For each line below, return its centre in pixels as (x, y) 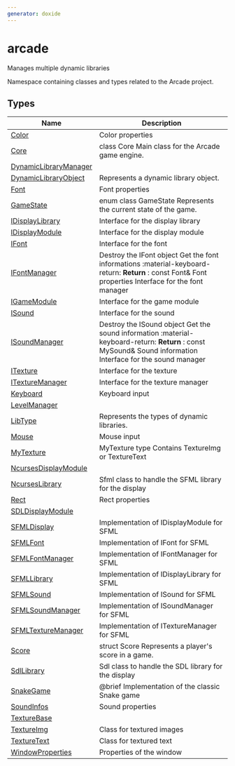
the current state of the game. (148, 210)
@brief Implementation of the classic (159, 687)
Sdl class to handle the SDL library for (161, 666)
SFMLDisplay (33, 527)
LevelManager (34, 405)
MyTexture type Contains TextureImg (160, 448)
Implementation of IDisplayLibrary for (160, 574)
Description (162, 123)
